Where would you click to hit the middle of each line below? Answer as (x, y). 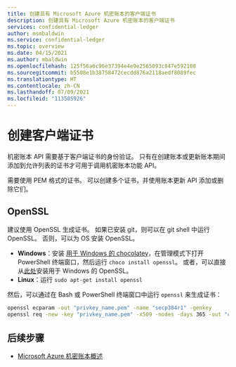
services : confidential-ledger (53, 27)
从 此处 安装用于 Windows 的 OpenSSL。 (75, 271)
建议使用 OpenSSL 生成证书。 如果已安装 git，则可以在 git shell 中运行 (109, 229)
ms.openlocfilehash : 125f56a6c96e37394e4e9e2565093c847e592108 (102, 66)
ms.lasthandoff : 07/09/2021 (48, 92)
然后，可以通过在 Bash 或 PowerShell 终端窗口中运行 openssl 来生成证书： (115, 294)
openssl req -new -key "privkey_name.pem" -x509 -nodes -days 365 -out (114, 314)
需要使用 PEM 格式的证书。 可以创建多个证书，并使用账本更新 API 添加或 (112, 180)
